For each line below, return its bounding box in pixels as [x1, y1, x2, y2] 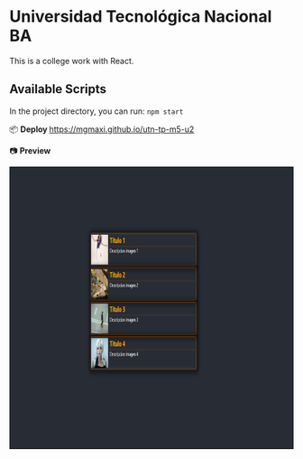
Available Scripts [9, 81, 106, 97]
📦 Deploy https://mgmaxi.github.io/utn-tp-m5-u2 [9, 124, 195, 135]
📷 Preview [9, 145, 51, 155]
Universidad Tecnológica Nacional [9, 6, 272, 27]
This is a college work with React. [9, 55, 134, 66]
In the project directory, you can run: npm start [9, 106, 184, 117]
